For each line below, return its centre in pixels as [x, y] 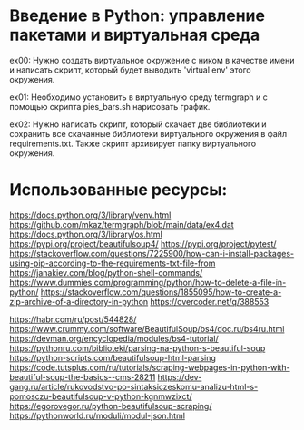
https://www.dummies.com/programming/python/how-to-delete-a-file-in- [148, 282]
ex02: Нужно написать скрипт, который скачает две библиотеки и [138, 124]
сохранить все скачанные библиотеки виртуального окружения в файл [148, 133]
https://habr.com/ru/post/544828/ [73, 319]
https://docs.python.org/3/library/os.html [86, 234]
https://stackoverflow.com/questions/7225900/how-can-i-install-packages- [152, 253]
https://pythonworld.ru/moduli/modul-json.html [98, 415]
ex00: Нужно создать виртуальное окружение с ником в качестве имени [152, 60]
